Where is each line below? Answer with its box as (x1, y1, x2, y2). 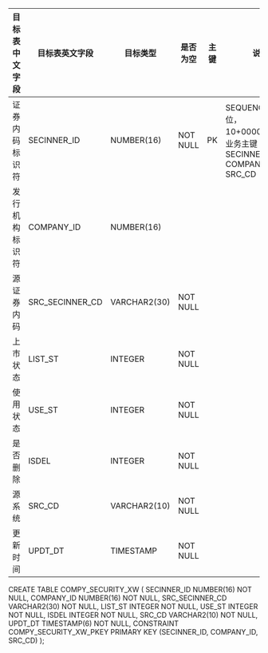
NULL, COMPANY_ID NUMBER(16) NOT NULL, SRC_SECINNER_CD (8, 593, 227, 603)
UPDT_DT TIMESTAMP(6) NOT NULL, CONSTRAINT (8, 619, 179, 628)
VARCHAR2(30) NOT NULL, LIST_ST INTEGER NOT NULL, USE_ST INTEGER (8, 602, 258, 611)
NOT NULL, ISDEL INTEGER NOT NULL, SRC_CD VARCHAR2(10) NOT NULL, (8, 611, 258, 619)
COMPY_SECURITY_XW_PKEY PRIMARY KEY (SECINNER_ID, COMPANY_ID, (8, 627, 258, 636)
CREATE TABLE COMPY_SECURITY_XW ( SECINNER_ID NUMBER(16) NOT (8, 585, 253, 594)
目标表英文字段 (37, 48, 94, 58)
